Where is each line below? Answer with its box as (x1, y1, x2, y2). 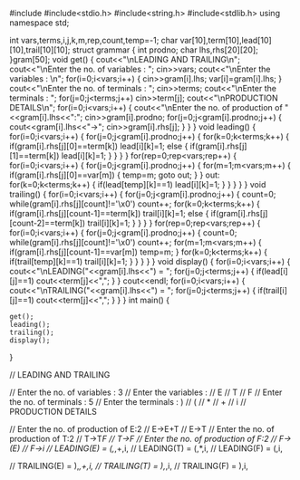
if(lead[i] (256, 266, 288, 276)
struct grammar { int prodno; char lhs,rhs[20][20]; (72, 44, 258, 55)
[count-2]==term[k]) (9, 217, 86, 228)
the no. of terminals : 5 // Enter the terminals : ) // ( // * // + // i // (9, 397, 247, 407)
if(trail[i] (257, 285, 288, 295)
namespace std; (9, 17, 70, 28)
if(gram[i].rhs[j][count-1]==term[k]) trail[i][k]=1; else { (9, 208, 209, 218)
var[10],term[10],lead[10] (179, 35, 272, 45)
